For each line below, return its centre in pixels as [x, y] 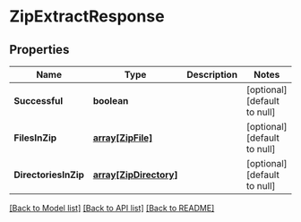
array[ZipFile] [123, 138]
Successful [39, 101]
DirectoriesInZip [49, 175]
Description [212, 75]
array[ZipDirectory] [135, 175]
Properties [39, 50]
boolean [111, 101]
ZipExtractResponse [87, 17]
